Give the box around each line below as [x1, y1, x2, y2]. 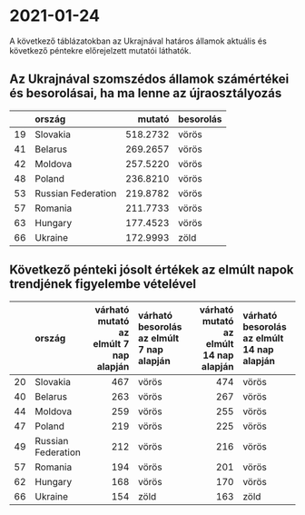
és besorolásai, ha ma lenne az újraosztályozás [9, 85, 282, 101]
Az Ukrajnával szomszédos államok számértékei [9, 72, 290, 87]
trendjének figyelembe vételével [9, 276, 197, 292]
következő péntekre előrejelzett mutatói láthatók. [9, 45, 192, 55]
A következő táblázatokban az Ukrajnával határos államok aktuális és [9, 35, 268, 46]
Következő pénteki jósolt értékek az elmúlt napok [9, 262, 294, 278]
